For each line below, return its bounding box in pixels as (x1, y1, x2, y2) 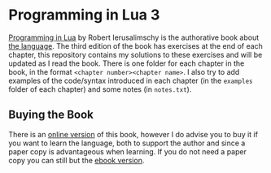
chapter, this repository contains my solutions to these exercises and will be (8, 50, 263, 59)
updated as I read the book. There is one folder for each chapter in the (8, 58, 245, 68)
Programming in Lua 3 (8, 6, 160, 24)
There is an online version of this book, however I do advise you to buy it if (8, 129, 259, 139)
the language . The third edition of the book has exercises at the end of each (8, 41, 263, 50)
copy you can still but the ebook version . (8, 155, 145, 165)
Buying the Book (8, 108, 94, 122)
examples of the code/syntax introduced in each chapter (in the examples (8, 76, 253, 85)
